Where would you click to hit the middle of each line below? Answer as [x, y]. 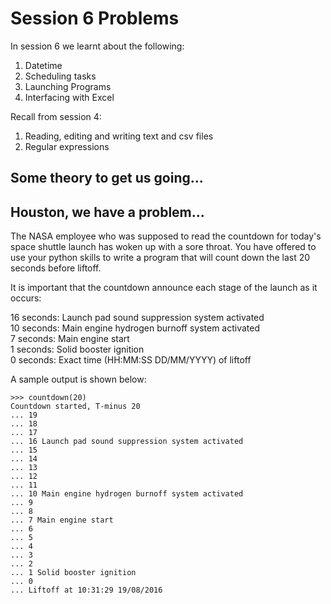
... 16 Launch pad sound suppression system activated [127, 442]
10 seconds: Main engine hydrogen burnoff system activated [135, 328]
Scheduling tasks [60, 76]
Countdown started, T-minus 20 [75, 407]
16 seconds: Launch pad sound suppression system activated [137, 318]
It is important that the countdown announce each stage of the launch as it [164, 288]
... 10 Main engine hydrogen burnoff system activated [127, 494]
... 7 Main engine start [62, 520]
